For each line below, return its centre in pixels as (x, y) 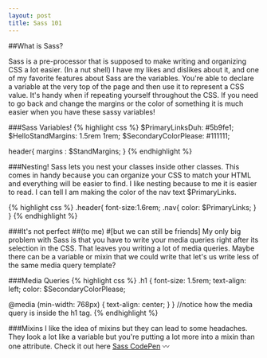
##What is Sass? (36, 45)
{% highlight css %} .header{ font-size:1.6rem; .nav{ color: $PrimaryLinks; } (132, 207)
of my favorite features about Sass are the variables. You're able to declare (131, 78)
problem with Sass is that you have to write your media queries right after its (133, 239)
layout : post (30, 16)
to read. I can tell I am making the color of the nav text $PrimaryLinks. (122, 192)
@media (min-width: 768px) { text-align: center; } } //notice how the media (131, 304)
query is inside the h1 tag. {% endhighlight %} (83, 313)
